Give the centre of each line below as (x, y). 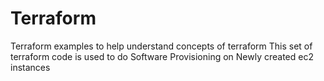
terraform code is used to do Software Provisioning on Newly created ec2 (162, 56)
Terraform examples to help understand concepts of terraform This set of (161, 46)
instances (30, 67)
